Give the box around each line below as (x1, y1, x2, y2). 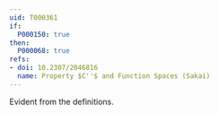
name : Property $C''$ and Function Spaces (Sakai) (17, 72, 211, 81)
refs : (9, 55, 30, 64)
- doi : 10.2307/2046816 (9, 64, 99, 73)
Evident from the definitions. (9, 96, 114, 107)
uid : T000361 (9, 13, 58, 22)
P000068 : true (17, 47, 70, 56)
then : (9, 38, 30, 48)
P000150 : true (17, 30, 70, 39)
